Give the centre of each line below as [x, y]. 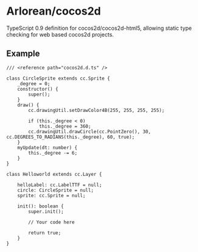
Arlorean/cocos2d [54, 11]
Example [23, 54]
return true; [45, 233]
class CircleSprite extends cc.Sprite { [58, 78]
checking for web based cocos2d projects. [60, 34]
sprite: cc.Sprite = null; [51, 195]
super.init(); [46, 211]
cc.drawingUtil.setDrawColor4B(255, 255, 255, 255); [97, 110]
